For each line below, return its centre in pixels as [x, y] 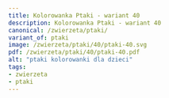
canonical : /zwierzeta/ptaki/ [58, 30]
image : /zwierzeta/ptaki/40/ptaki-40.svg [78, 45]
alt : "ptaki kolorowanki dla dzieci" [71, 60]
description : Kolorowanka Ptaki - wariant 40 [84, 23]
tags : [17, 67]
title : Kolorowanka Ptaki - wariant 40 [74, 15]
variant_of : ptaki [38, 38]
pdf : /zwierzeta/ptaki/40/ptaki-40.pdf [74, 52]
